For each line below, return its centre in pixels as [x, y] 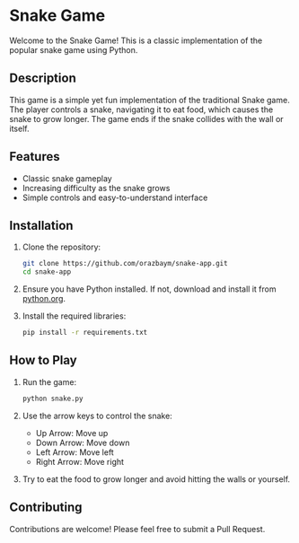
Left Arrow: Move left [75, 452]
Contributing [46, 508]
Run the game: [49, 381]
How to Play [44, 360]
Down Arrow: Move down [83, 442]
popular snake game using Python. [74, 49]
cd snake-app [47, 272]
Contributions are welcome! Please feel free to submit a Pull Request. [137, 529]
